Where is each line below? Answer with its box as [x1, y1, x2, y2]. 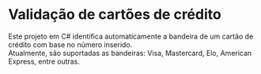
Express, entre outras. [8, 57, 81, 66]
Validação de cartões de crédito [8, 6, 221, 24]
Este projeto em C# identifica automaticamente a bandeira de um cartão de [8, 31, 254, 41]
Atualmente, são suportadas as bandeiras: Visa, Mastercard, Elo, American [8, 48, 252, 57]
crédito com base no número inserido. [8, 39, 133, 49]
